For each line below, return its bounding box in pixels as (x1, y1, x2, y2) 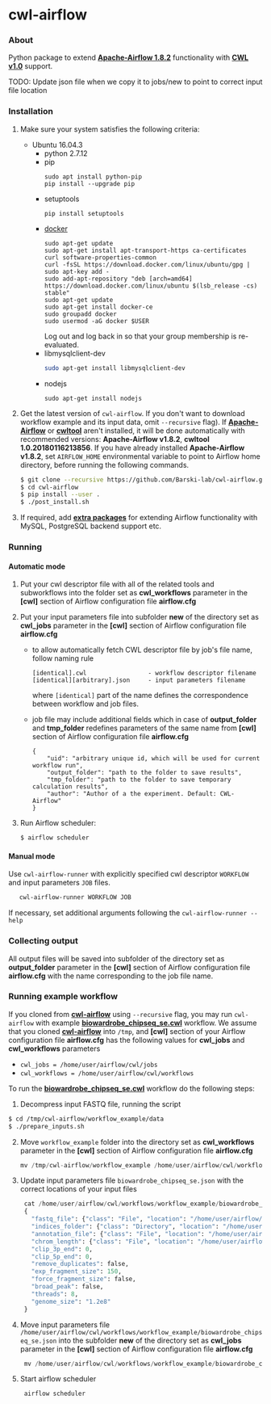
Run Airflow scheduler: (19, 818, 97, 828)
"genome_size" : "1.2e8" (31, 1297, 111, 1305)
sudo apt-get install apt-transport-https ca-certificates (44, 246, 248, 254)
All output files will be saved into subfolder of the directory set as (8, 953, 225, 963)
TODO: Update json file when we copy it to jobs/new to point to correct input (8, 77, 263, 86)
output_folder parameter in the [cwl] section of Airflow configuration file (8, 962, 251, 972)
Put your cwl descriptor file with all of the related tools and (19, 579, 215, 589)
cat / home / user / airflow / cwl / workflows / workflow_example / (23, 1200, 219, 1209)
